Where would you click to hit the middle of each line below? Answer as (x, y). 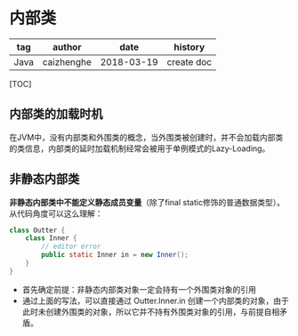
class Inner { (51, 238)
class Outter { (37, 230)
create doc (189, 61)
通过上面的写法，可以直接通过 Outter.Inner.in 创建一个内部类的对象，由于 (155, 300)
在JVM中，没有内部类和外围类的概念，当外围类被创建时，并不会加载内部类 (146, 137)
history (189, 47)
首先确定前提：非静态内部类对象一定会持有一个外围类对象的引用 (139, 289)
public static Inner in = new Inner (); (115, 255)
